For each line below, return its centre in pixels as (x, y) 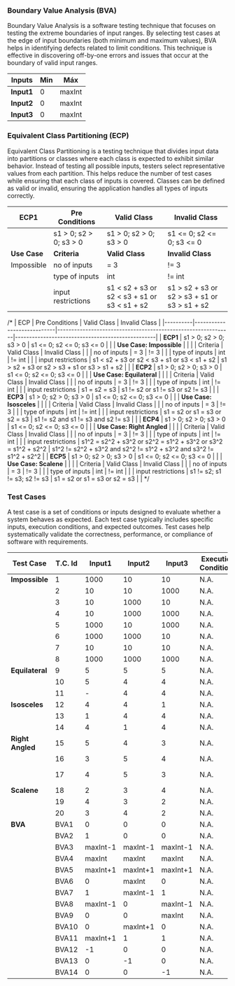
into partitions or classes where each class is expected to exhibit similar (111, 158)
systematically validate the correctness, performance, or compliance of (110, 534)
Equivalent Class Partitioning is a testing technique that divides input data (113, 151)
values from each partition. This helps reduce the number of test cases (109, 173)
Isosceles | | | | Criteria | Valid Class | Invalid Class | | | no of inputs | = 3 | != (117, 404)
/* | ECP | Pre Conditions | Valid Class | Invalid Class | (84, 322)
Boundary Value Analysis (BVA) (62, 10)
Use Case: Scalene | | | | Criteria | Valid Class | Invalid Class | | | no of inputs (117, 463)
